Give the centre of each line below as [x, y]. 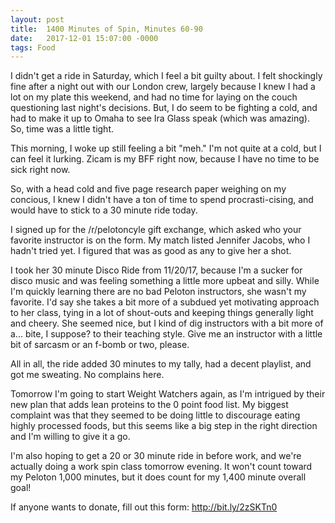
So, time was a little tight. [62, 129]
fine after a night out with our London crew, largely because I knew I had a [163, 87]
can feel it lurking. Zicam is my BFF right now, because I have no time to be [165, 159]
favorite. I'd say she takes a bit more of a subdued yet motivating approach [165, 302]
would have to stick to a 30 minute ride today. [104, 210]
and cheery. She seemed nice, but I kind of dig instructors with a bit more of [167, 323]
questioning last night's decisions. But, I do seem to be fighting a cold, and [164, 108]
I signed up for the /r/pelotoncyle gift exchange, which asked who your [156, 230]
